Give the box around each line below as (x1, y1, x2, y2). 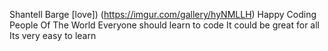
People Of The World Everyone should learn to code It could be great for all (9, 19, 320, 31)
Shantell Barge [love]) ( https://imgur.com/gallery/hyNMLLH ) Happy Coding (9, 9, 317, 20)
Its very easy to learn (9, 30, 97, 41)
